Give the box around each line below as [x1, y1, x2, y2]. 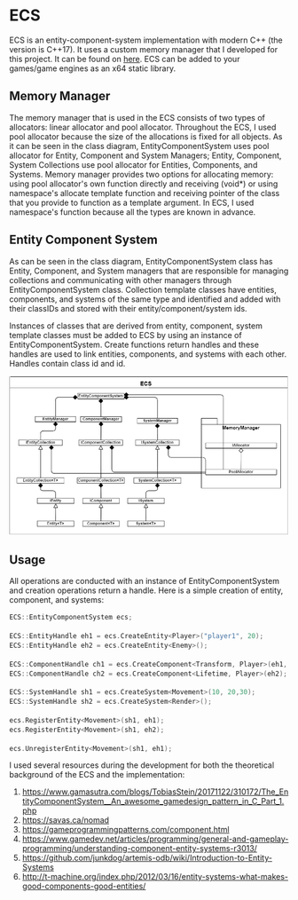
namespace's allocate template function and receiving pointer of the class [9, 187, 280, 198]
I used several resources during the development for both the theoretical [9, 760, 275, 770]
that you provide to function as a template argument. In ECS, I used [9, 197, 255, 208]
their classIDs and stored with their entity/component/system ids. [9, 303, 247, 313]
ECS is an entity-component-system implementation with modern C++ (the [9, 35, 284, 45]
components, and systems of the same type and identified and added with [9, 294, 281, 304]
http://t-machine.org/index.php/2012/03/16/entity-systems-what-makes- [21, 872, 289, 882]
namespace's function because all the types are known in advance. [9, 206, 256, 217]
